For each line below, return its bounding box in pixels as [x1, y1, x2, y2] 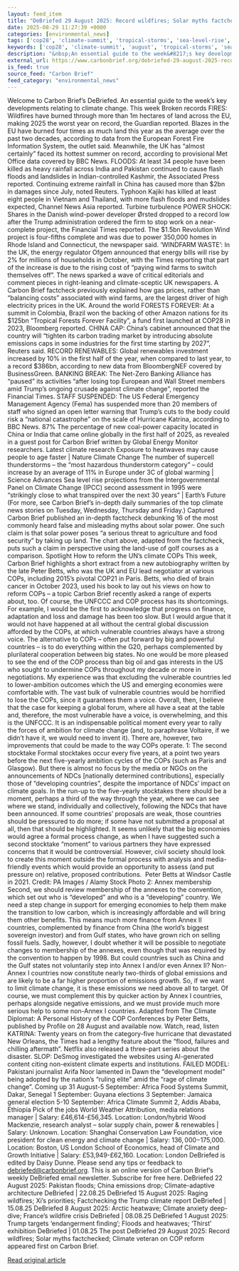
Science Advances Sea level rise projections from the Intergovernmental [7, 476, 220, 484]
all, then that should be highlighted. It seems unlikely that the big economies [7, 825, 230, 833]
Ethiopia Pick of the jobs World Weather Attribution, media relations [7, 1105, 205, 1114]
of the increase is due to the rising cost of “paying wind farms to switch [7, 263, 217, 272]
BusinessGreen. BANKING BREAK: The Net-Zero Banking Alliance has [7, 369, 212, 378]
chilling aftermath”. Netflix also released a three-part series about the [7, 1045, 210, 1053]
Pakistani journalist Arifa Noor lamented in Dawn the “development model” [7, 1067, 225, 1076]
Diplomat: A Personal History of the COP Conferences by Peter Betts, [7, 1015, 210, 1023]
